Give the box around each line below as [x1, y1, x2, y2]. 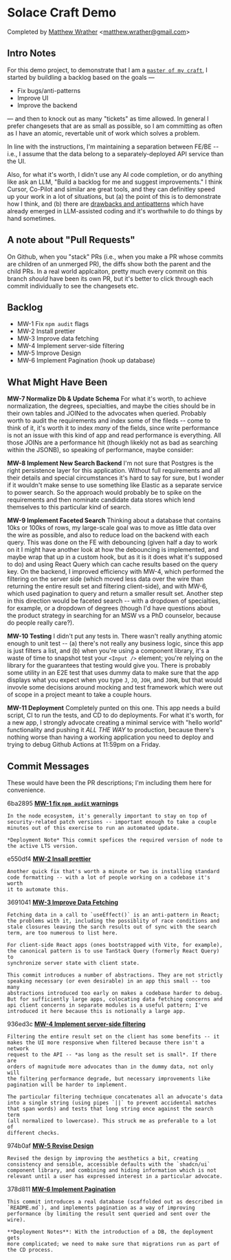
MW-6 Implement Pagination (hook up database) [16, 356, 156, 365]
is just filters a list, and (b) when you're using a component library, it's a [7, 647, 210, 655]
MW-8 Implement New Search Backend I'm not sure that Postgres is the [7, 459, 214, 467]
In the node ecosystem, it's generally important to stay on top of [7, 813, 208, 820]
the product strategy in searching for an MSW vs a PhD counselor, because [7, 611, 221, 620]
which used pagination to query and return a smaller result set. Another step [7, 590, 223, 598]
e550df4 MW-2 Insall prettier [7, 855, 91, 863]
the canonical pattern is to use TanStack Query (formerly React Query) [7, 948, 220, 954]
